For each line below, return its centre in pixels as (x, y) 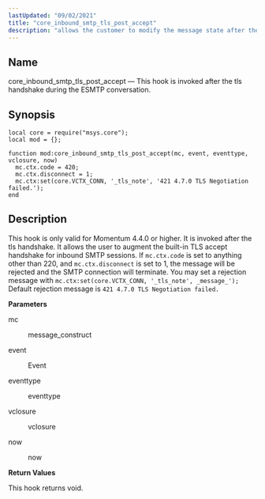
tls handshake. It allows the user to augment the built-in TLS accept (118, 247)
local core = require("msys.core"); (68, 133)
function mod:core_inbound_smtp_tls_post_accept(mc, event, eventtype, (128, 153)
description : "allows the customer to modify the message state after (127, 30)
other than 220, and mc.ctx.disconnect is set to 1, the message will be (121, 263)
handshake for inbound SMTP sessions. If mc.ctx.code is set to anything (125, 255)
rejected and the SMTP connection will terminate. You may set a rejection (127, 272)
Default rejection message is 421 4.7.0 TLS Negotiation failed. (114, 289)
